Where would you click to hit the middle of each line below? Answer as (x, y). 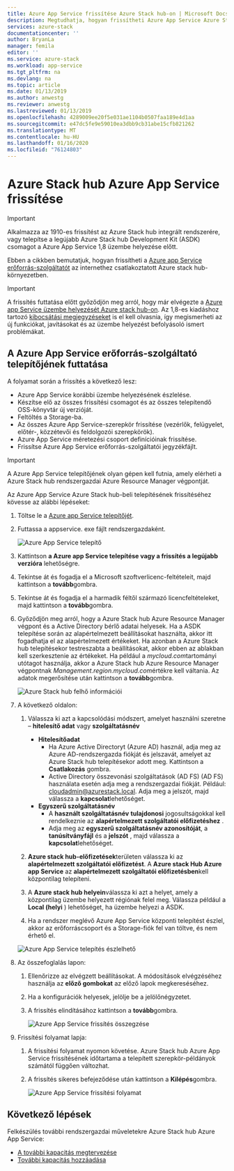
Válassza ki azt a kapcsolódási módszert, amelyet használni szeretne (127, 718)
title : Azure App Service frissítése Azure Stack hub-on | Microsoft (110, 14)
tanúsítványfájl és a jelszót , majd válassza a (114, 835)
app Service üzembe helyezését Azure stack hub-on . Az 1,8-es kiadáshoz (113, 309)
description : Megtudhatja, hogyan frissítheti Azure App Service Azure (113, 20)
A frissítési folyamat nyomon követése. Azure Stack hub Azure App (124, 1050)
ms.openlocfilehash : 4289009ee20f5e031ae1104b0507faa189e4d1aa (101, 117)
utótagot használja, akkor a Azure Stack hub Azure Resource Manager (118, 663)
